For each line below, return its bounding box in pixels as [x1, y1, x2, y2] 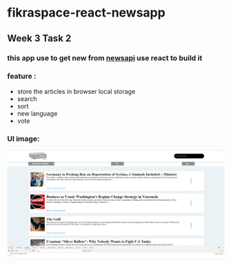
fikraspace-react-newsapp [7, 5, 165, 21]
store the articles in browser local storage [17, 87, 136, 95]
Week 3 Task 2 [7, 32, 72, 44]
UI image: [7, 133, 40, 143]
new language [17, 109, 58, 117]
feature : [7, 71, 37, 81]
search [17, 95, 37, 103]
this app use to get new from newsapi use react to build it [7, 53, 203, 63]
